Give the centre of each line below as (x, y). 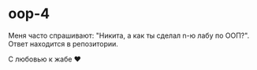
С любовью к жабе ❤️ (45, 59)
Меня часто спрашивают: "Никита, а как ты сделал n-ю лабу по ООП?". (129, 35)
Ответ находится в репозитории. (63, 43)
